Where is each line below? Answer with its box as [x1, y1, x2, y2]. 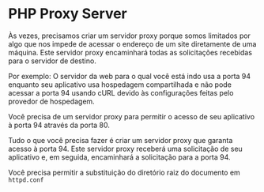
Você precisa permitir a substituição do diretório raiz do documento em [8, 168, 241, 177]
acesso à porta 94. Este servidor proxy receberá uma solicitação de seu [8, 144, 243, 153]
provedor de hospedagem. [8, 96, 95, 106]
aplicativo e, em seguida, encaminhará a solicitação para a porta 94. [8, 152, 231, 162]
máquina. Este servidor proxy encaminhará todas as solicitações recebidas [8, 47, 253, 57]
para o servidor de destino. [8, 56, 96, 66]
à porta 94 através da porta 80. [8, 120, 111, 130]
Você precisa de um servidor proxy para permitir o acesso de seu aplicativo [8, 111, 255, 121]
